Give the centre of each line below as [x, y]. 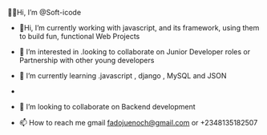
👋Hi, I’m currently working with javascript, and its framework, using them [139, 28]
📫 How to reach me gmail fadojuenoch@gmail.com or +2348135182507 [138, 123]
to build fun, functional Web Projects [79, 36]
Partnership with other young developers [87, 60]
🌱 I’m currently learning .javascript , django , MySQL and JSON [123, 75]
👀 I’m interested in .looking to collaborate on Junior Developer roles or [134, 52]
